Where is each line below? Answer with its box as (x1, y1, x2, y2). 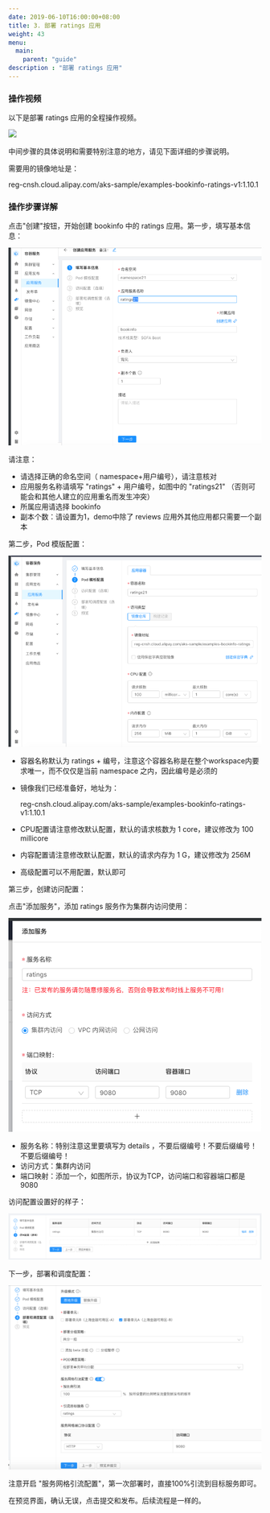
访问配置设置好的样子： (8, 1197, 86, 1207)
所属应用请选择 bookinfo (19, 502, 101, 511)
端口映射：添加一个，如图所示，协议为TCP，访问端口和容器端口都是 (19, 1172, 246, 1181)
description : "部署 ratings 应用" (8, 64, 123, 72)
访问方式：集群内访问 (19, 1161, 91, 1171)
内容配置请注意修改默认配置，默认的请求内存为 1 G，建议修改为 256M (19, 850, 251, 859)
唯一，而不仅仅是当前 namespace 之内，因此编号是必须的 (27, 766, 219, 775)
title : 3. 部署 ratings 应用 (8, 21, 101, 30)
